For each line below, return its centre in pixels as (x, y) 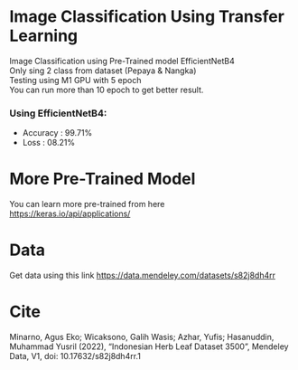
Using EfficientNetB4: (58, 113)
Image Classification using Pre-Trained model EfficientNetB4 (122, 61)
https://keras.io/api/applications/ (70, 213)
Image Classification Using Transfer (147, 17)
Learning (44, 36)
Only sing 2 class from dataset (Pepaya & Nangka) (103, 71)
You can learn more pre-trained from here (87, 204)
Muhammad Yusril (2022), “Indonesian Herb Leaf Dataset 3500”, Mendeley (149, 346)
